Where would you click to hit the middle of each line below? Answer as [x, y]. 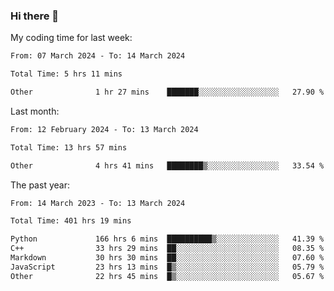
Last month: [35, 111]
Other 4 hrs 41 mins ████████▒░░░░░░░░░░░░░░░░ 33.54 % [167, 165]
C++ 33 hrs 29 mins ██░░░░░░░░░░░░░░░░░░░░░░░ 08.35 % [167, 249]
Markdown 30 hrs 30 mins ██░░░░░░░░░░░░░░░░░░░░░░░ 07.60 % [167, 258]
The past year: [40, 185]
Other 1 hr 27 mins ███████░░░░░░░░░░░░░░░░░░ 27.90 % [167, 92]
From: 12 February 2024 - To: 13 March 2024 [104, 129]
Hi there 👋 [35, 16]
